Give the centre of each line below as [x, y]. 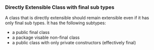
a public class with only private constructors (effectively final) [74, 43]
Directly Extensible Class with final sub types [60, 7]
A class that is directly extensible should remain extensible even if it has [77, 18]
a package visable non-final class [46, 37]
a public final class [31, 33]
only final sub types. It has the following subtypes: [56, 23]
